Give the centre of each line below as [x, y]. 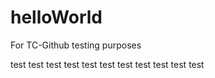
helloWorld [56, 17]
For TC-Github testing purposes [76, 45]
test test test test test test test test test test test [107, 64]
